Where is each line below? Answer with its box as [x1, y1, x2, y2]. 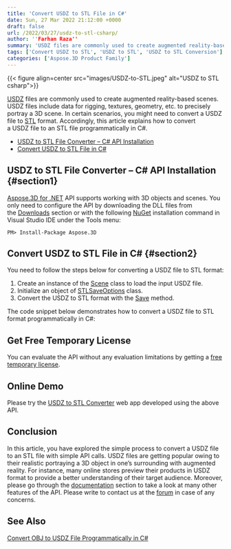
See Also [7, 515, 46, 528]
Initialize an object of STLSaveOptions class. [16, 287, 143, 295]
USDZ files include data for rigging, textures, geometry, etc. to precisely [7, 101, 211, 110]
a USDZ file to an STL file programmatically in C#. [7, 123, 148, 132]
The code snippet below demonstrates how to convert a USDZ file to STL [7, 308, 214, 316]
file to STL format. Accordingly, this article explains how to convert [7, 117, 196, 125]
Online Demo [7, 380, 64, 392]
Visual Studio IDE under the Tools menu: [7, 215, 122, 224]
